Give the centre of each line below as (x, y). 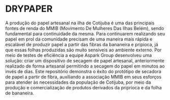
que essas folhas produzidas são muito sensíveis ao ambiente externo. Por (83, 50)
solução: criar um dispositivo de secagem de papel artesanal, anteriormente (85, 60)
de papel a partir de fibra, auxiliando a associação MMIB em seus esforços (83, 77)
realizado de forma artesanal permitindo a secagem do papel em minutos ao (85, 66)
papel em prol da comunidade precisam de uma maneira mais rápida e (79, 39)
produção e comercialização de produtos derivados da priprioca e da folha (83, 87)
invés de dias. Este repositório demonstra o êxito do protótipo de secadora (83, 71)
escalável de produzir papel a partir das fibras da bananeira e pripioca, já (82, 44)
